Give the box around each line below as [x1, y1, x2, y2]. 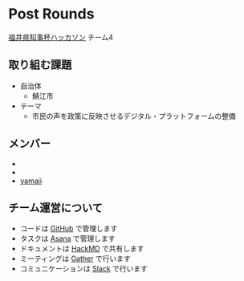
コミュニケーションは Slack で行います [19, 264, 148, 274]
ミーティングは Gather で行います [19, 254, 131, 263]
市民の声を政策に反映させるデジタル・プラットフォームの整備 [31, 111, 236, 120]
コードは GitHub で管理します [19, 224, 118, 234]
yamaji [19, 176, 43, 185]
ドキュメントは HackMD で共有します [19, 244, 144, 254]
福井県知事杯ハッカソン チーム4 [8, 32, 114, 42]
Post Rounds [8, 5, 95, 23]
